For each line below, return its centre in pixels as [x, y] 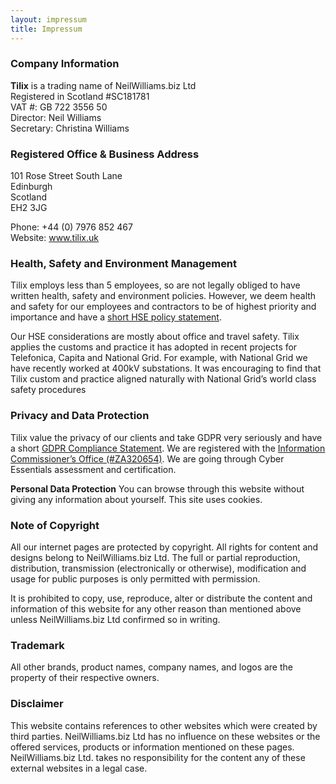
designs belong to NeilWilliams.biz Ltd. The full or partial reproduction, [155, 557]
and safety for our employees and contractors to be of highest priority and [163, 307]
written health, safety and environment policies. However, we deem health [163, 296]
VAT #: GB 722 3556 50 [59, 107]
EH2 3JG [29, 208]
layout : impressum [48, 19]
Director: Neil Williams [56, 117]
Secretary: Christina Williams [70, 128]
